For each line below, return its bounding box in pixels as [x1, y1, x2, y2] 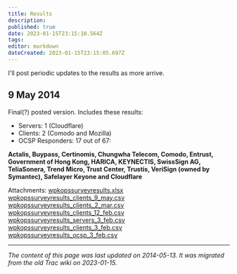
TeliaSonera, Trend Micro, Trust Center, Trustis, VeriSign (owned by [8, 164, 210, 173]
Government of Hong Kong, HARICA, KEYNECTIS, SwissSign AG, [8, 157, 201, 166]
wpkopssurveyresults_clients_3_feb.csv [8, 223, 122, 232]
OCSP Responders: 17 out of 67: [18, 136, 111, 145]
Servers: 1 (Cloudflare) [18, 121, 84, 130]
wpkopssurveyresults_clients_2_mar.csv [8, 201, 124, 209]
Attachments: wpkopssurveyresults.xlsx [8, 185, 124, 194]
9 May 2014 [8, 89, 60, 101]
